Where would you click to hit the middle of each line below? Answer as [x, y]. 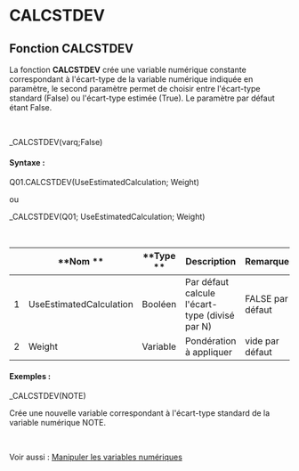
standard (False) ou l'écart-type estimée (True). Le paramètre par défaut [142, 98]
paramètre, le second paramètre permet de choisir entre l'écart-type [135, 89]
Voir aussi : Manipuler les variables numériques [96, 457]
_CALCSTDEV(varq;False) [56, 142]
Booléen [159, 305]
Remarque [267, 262]
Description [211, 262]
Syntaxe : [27, 162]
